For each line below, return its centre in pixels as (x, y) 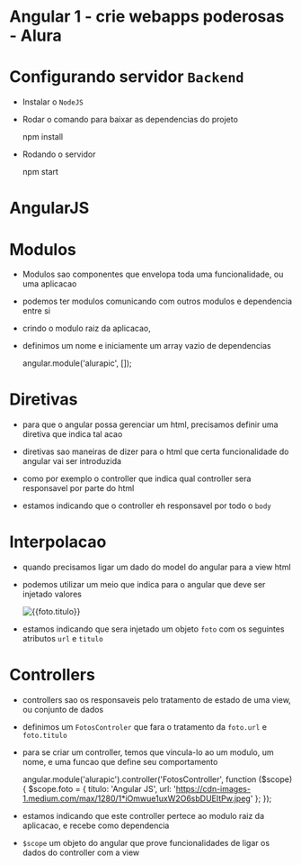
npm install (43, 137)
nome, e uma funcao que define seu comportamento (120, 762)
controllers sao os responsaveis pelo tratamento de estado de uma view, (157, 700)
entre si (36, 311)
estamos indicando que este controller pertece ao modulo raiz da (143, 816)
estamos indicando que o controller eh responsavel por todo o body (146, 505)
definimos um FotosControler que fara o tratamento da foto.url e (145, 727)
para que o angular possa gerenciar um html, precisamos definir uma (150, 424)
